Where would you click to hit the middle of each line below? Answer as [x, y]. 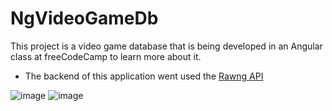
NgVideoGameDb [84, 18]
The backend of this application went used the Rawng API [144, 76]
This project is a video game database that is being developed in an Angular [166, 46]
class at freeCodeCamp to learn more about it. [106, 56]
